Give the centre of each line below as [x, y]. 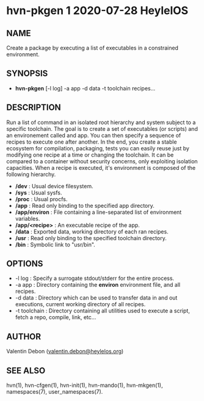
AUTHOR [24, 337]
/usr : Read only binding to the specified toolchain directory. [91, 238]
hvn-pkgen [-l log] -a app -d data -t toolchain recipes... [85, 88]
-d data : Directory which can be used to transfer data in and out [96, 298]
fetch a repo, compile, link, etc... [56, 317]
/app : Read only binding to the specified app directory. [85, 205]
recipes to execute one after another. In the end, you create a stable [92, 142]
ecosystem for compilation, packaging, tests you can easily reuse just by [98, 148]
